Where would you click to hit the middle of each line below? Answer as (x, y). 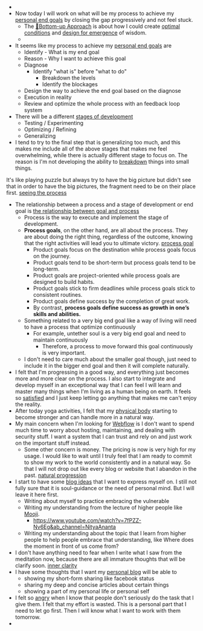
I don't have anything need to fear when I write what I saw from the (98, 552)
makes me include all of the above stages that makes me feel (91, 149)
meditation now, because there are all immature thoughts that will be (100, 559)
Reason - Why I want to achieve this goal (75, 59)
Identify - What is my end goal (62, 52)
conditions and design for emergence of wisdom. (85, 33)
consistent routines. (58, 295)
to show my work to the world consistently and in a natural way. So (107, 462)
